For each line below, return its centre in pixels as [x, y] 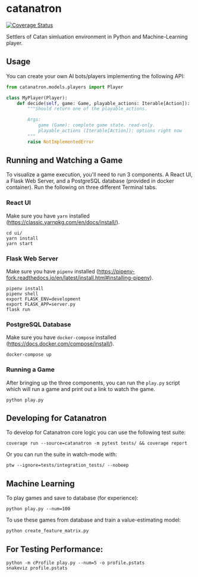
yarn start [20, 243]
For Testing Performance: [55, 549]
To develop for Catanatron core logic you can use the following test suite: [96, 432]
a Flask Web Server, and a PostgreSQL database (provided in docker [90, 181]
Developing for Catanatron [56, 418]
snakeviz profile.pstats [37, 568]
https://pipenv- [116, 272]
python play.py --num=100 [38, 509]
